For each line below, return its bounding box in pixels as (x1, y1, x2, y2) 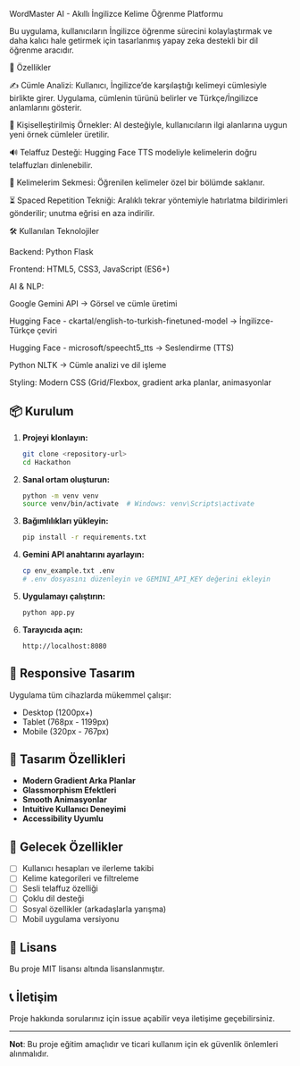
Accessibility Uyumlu (21, 813, 104, 824)
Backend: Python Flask (9, 247, 94, 256)
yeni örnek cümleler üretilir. (9, 130, 110, 139)
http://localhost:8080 (21, 642, 107, 651)
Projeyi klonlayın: (21, 432, 88, 442)
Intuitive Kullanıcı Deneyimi (21, 804, 127, 815)
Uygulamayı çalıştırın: (21, 591, 105, 601)
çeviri (37, 325, 58, 335)
